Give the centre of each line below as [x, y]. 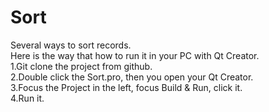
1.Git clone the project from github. [81, 66]
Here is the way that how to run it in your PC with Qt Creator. [135, 55]
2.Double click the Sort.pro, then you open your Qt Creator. [132, 77]
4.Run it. [27, 98]
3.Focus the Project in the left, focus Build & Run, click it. [126, 87]
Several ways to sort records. [71, 45]
